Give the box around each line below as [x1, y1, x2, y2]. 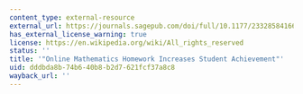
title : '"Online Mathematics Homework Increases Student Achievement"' [9, 55, 284, 64]
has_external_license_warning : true [9, 30, 147, 38]
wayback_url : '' [9, 72, 70, 81]
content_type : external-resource [9, 13, 135, 22]
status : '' [9, 47, 50, 56]
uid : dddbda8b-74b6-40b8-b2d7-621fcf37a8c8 [9, 64, 176, 73]
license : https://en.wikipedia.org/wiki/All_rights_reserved [9, 38, 244, 47]
